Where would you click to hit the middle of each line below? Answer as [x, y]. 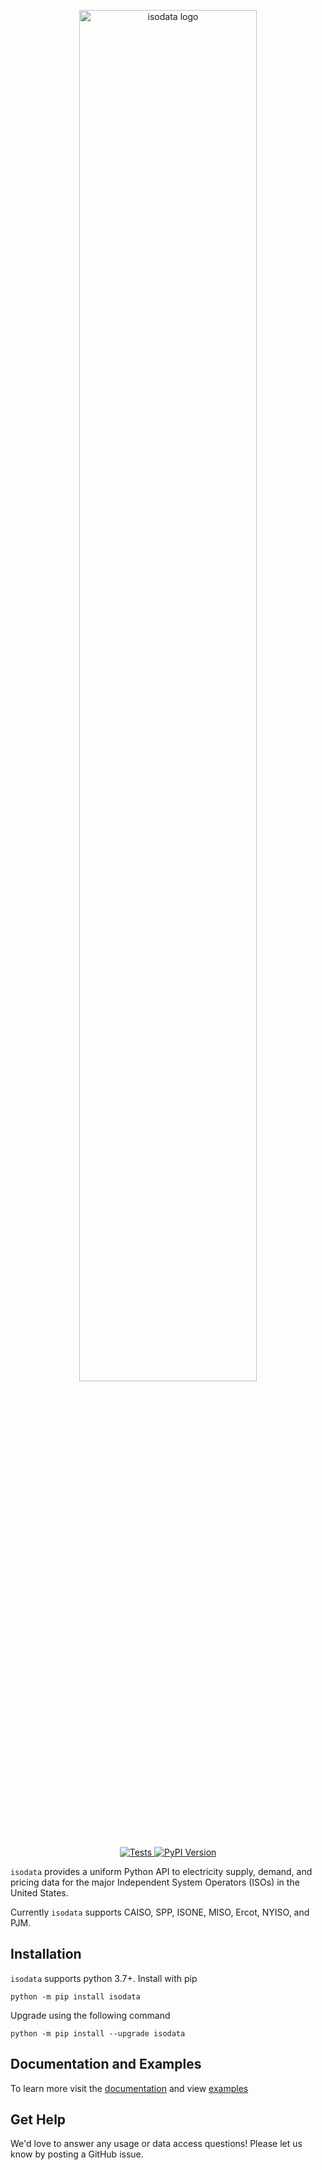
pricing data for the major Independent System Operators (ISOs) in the [155, 1882]
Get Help [38, 2120]
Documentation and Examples [106, 2064]
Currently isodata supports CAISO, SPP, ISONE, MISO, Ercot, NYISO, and [160, 1912]
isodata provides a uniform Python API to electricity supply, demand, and [161, 1871]
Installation [46, 1954]
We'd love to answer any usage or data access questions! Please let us [156, 2144]
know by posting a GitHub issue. [77, 2154]
